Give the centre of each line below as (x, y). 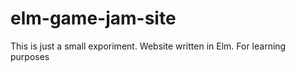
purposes (30, 56)
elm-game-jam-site (93, 18)
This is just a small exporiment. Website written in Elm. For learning (148, 46)
